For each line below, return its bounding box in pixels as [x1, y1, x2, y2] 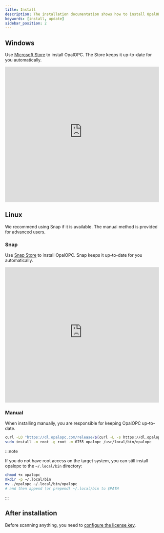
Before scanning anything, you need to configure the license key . [5, 522, 136, 528]
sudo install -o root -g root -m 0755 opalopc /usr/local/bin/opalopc [5, 440, 152, 445]
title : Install [5, 7, 36, 12]
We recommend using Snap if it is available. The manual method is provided [5, 224, 158, 229]
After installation [5, 509, 57, 517]
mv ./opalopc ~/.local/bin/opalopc [5, 481, 78, 486]
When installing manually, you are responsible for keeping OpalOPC [5, 420, 141, 426]
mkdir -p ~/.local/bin [5, 477, 51, 482]
